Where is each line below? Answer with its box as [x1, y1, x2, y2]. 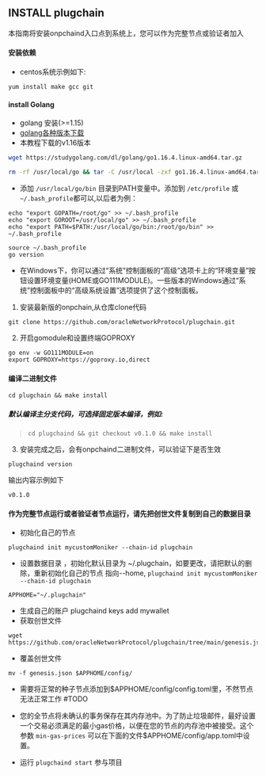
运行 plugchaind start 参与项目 [19, 758, 123, 767]
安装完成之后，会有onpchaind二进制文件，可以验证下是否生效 [19, 445, 222, 454]
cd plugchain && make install [8, 391, 108, 399]
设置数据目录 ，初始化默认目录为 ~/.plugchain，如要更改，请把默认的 [19, 559, 245, 568]
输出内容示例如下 [8, 475, 64, 485]
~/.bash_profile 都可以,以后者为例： [19, 193, 139, 203]
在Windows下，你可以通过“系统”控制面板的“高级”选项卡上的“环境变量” [19, 265, 249, 275]
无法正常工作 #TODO [19, 694, 89, 704]
